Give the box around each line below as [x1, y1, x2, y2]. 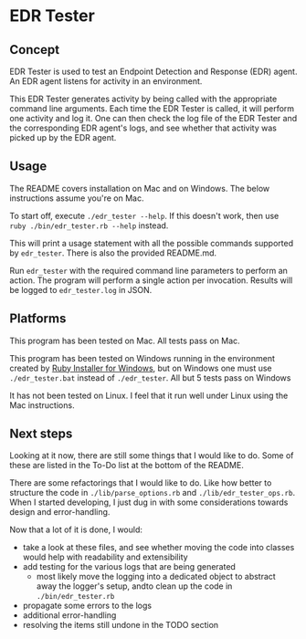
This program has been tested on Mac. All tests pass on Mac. [9, 335, 240, 346]
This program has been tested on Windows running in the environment [9, 352, 276, 363]
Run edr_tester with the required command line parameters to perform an [9, 265, 288, 276]
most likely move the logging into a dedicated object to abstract [36, 571, 276, 582]
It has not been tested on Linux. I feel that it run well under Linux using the [9, 390, 289, 401]
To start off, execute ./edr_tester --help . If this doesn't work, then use [9, 210, 280, 221]
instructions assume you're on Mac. [9, 193, 144, 204]
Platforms [9, 311, 67, 327]
